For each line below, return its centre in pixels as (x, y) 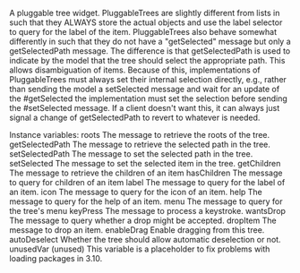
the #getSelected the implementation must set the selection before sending (149, 98)
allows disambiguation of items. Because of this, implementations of (135, 70)
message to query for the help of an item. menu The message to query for (146, 201)
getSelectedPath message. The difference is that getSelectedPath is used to (150, 51)
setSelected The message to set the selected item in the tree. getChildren (145, 163)
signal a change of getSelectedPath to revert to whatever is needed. (135, 117)
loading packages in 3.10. (56, 258)
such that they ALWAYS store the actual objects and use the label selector (146, 22)
